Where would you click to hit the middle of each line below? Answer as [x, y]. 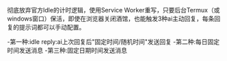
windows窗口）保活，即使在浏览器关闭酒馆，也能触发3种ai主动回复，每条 [111, 19]
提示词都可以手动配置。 [52, 27]
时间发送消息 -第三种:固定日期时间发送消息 [67, 50]
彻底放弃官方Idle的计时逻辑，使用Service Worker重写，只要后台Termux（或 [113, 10]
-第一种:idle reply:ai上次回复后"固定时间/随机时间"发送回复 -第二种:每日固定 [113, 42]
